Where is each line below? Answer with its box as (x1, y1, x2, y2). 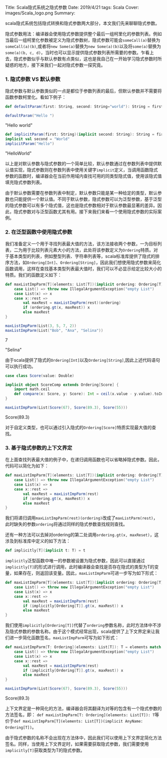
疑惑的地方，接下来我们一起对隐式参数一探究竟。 (5, 62, 105, 68)
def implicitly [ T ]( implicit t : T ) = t (5, 548, 85, 553)
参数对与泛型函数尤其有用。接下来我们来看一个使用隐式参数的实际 (22, 209, 158, 215)
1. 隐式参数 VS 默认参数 (5, 75, 61, 82)
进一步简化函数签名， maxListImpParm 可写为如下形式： (9, 635, 119, 641)
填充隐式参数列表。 (5, 179, 45, 185)
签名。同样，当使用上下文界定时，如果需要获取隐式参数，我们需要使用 (5, 741, 149, 747)
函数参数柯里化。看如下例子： (5, 94, 66, 100)
